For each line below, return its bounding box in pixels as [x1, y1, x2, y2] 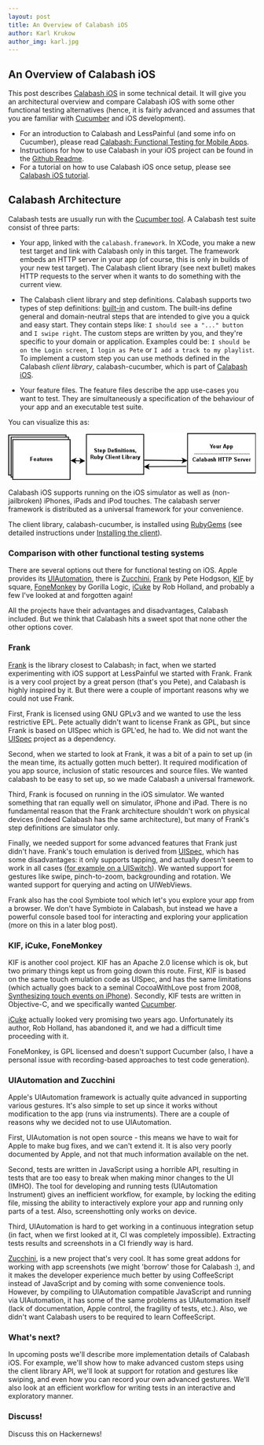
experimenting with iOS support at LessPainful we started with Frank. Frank [8, 669, 253, 678]
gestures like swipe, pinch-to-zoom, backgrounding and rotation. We [8, 872, 232, 881]
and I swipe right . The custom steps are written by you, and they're [19, 328, 244, 337]
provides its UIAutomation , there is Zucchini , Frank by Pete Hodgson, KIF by [8, 574, 254, 584]
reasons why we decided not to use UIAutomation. [8, 1118, 172, 1127]
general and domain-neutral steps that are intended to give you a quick [19, 311, 250, 321]
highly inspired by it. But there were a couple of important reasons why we [8, 685, 249, 695]
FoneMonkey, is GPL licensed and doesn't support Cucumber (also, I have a [8, 1046, 254, 1056]
